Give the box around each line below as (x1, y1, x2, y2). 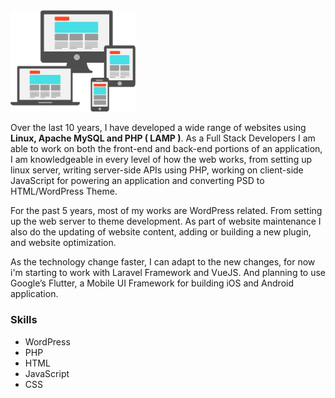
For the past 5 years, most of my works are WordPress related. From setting (10, 205, 323, 217)
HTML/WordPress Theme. (10, 185, 118, 198)
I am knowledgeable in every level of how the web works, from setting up (10, 154, 313, 166)
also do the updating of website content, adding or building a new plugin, (10, 226, 312, 238)
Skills (10, 313, 38, 327)
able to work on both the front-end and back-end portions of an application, (10, 143, 323, 155)
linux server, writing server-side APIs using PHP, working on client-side (10, 164, 304, 176)
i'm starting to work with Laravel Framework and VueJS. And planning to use (10, 267, 327, 279)
